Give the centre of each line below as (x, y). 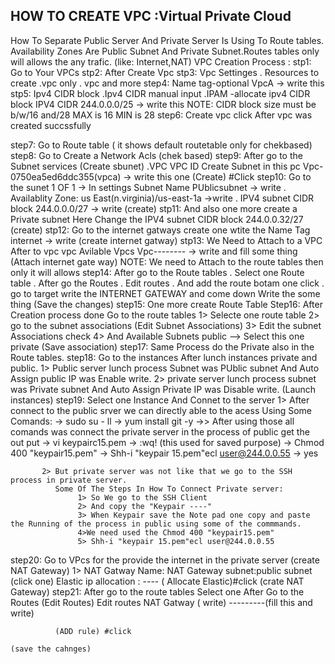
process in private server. (69, 480)
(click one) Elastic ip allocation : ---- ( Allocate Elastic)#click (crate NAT (157, 581)
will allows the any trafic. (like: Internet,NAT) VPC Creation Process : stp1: (161, 61)
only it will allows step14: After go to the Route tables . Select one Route (157, 272)
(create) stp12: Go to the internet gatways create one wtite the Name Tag (160, 230)
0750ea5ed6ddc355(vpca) (66, 176)
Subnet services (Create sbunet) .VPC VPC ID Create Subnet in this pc (155, 166)
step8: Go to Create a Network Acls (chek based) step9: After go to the (156, 155)
